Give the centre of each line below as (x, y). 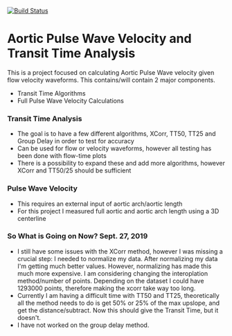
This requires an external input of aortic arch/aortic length (100, 204)
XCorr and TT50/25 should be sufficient (74, 170)
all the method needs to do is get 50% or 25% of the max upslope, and (118, 303)
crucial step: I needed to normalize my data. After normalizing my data (117, 258)
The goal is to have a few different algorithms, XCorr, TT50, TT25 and (116, 134)
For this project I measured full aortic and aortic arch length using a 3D (118, 211)
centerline (32, 218)
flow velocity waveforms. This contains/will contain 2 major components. (111, 80)
